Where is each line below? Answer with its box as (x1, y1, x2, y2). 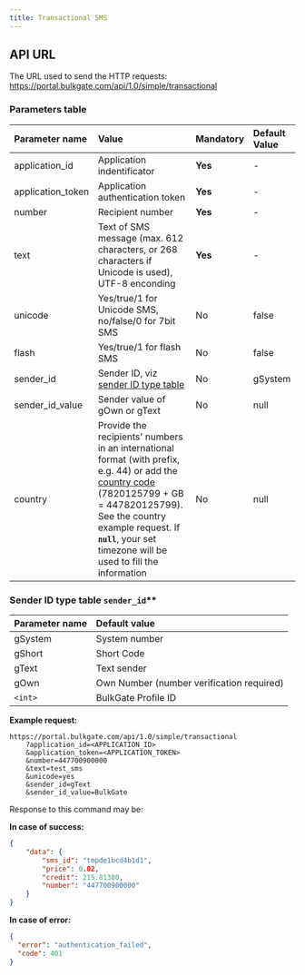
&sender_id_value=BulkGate (25, 788, 128, 797)
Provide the (97, 419, 147, 431)
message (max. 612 (97, 231, 184, 244)
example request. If (97, 521, 181, 534)
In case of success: (9, 822, 84, 832)
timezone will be (97, 544, 168, 556)
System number (95, 633, 164, 645)
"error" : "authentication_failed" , (17, 941, 152, 950)
